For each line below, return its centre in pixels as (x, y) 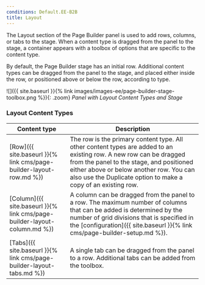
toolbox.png (21, 97)
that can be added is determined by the (126, 209)
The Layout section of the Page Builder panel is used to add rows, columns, (101, 35)
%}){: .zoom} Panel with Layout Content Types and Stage (110, 97)
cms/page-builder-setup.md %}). (119, 233)
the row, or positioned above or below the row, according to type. (88, 79)
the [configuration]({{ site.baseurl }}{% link (131, 225)
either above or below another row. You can (132, 169)
